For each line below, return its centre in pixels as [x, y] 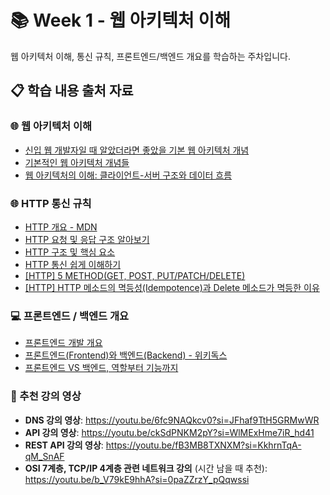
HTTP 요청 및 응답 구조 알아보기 [87, 239]
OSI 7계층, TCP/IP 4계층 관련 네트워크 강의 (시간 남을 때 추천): [146, 468]
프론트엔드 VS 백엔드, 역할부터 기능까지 [101, 368]
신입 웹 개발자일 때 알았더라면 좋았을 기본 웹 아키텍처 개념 [137, 150]
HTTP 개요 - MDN [61, 227]
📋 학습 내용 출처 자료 [72, 91]
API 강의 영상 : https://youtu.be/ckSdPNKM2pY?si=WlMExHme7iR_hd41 [169, 432]
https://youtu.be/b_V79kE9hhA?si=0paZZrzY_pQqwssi [137, 479]
